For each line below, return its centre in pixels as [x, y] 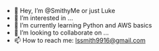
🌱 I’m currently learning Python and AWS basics [83, 25]
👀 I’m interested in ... [43, 18]
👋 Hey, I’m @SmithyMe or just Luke [64, 11]
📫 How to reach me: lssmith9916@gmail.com [79, 40]
